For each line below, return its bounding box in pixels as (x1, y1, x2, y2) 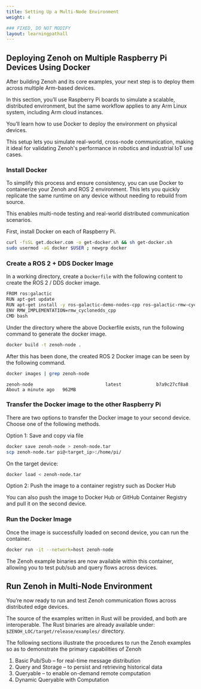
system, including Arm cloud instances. (6, 109, 103, 116)
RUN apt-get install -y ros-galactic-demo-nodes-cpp (6, 302, 141, 308)
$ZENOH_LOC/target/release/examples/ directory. (6, 627, 126, 635)
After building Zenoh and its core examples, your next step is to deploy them (6, 78, 194, 86)
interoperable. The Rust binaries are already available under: (6, 621, 156, 629)
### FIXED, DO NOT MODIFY (6, 25, 71, 31)
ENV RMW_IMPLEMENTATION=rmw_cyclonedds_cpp (6, 307, 117, 314)
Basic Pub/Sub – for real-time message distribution (14, 657, 141, 664)
